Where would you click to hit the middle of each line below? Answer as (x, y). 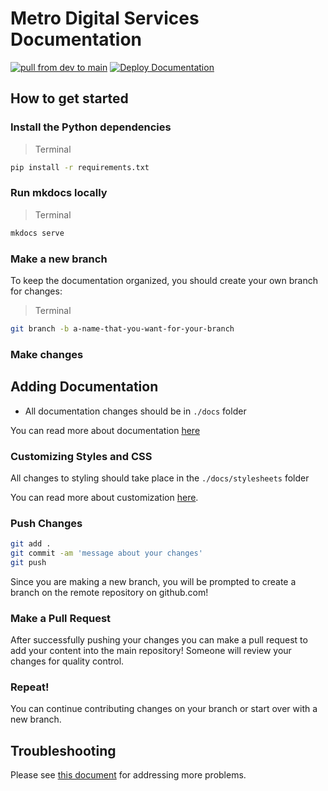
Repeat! (30, 687)
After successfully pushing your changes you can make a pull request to (159, 640)
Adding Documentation (84, 387)
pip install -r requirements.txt (80, 167)
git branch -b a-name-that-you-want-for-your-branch (122, 328)
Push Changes (46, 523)
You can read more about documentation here (105, 430)
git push (28, 562)
